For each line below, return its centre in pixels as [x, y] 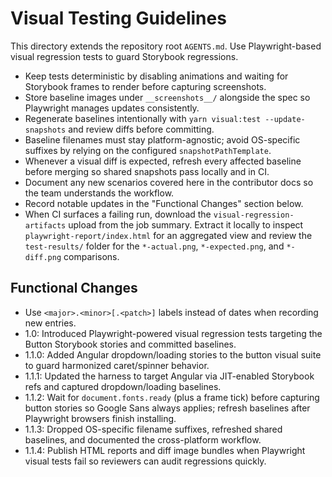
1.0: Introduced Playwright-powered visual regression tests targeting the [173, 333]
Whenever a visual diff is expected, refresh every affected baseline [163, 161]
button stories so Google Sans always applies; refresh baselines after [167, 408]
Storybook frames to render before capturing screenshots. [145, 86]
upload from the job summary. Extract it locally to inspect [186, 224]
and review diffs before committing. [141, 129]
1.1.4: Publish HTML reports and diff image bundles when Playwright [165, 450]
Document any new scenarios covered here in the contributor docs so [169, 182]
